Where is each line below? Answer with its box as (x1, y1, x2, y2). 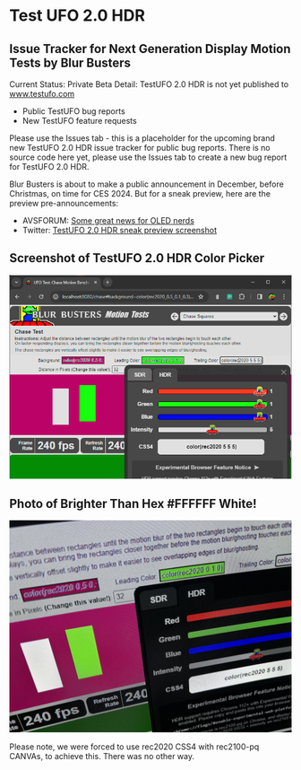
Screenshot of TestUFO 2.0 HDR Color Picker (9, 250, 265, 266)
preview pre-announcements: (9, 198, 119, 208)
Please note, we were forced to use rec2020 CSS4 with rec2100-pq (9, 741, 260, 752)
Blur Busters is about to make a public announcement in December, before (9, 179, 284, 189)
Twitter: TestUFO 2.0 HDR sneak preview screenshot (21, 225, 218, 235)
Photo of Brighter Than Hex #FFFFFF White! (9, 495, 257, 512)
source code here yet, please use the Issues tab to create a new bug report (9, 152, 288, 162)
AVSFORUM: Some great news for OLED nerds (21, 215, 195, 225)
